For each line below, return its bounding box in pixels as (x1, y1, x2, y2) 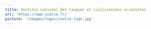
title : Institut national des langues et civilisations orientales (5, 7, 147, 12)
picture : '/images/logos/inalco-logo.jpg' (5, 16, 93, 21)
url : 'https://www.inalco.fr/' (5, 12, 69, 17)
